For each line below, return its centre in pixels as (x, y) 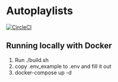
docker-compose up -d (43, 73)
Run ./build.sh (32, 60)
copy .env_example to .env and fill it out (63, 66)
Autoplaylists (40, 11)
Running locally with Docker (59, 46)
